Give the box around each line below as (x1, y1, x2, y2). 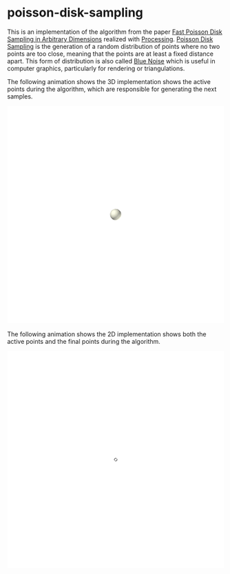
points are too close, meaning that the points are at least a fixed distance (7, 50, 213, 58)
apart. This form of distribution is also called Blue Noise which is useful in (7, 57, 216, 65)
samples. (7, 92, 33, 101)
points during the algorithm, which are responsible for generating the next (7, 85, 217, 93)
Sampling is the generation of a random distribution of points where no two (7, 42, 220, 50)
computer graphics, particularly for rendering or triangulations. (7, 64, 185, 72)
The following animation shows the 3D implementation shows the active (7, 77, 211, 85)
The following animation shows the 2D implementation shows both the (7, 329, 207, 338)
